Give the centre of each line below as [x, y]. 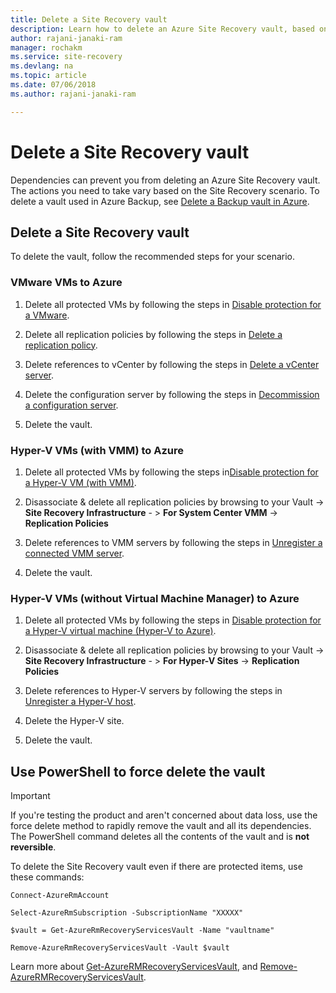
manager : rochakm [46, 47]
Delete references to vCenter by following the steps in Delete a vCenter [172, 364]
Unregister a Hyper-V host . [80, 702]
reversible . [33, 847]
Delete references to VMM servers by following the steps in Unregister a [173, 542]
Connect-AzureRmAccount [60, 896]
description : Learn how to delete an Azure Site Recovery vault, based [162, 29]
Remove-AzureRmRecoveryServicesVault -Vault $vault [120, 948]
